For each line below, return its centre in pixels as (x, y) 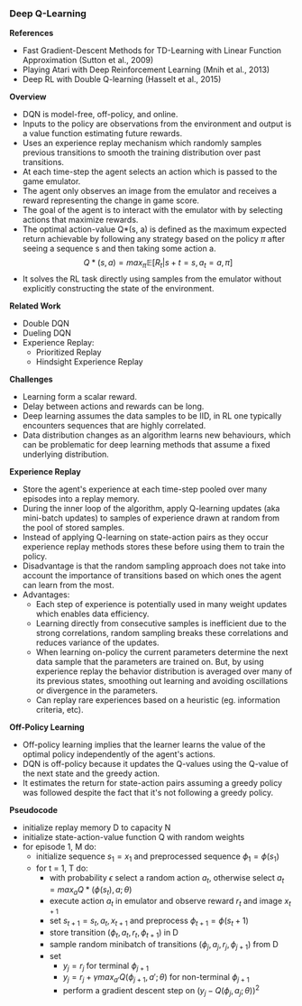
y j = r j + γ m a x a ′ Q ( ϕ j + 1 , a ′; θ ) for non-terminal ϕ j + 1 (156, 978)
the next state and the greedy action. (91, 773)
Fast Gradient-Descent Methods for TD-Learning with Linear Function (152, 51)
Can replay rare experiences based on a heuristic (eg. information (158, 700)
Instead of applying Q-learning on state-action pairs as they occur (145, 537)
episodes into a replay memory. (81, 499)
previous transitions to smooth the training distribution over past (142, 152)
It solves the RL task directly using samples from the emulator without (152, 279)
